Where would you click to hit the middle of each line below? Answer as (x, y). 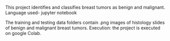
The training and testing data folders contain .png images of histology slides (85, 23)
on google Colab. (23, 33)
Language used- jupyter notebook (41, 13)
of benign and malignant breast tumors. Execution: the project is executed (83, 28)
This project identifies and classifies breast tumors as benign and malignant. (85, 7)
